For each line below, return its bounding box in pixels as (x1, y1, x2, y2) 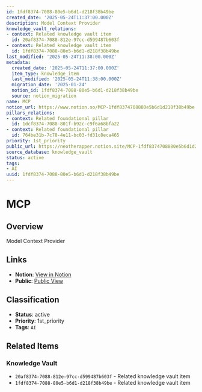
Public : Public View (14, 277, 64, 284)
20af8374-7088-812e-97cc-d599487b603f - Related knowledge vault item (14, 373, 191, 380)
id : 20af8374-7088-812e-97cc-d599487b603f (11, 37, 120, 43)
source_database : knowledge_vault (6, 149, 93, 155)
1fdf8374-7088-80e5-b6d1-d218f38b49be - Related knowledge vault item (14, 379, 191, 387)
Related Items (6, 341, 59, 352)
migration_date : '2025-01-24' (11, 82, 87, 88)
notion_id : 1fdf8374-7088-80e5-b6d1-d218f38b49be (11, 87, 138, 93)
